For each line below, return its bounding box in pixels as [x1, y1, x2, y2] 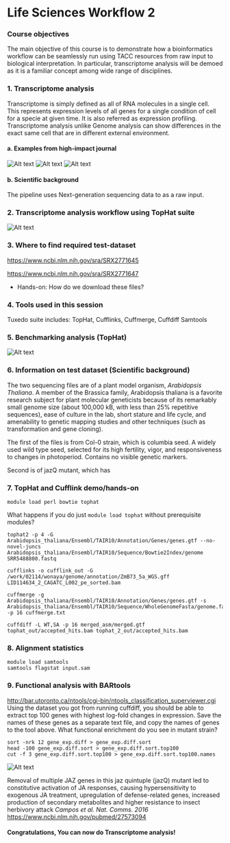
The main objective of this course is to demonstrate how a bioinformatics [7, 45, 214, 53]
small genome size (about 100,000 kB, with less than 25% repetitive [7, 403, 199, 411]
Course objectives [7, 30, 70, 39]
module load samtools [7, 659, 69, 666]
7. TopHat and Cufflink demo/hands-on [7, 483, 139, 492]
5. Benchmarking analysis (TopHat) [7, 333, 127, 342]
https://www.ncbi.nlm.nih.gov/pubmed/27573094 [7, 812, 146, 821]
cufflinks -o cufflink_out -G [7, 567, 94, 574]
